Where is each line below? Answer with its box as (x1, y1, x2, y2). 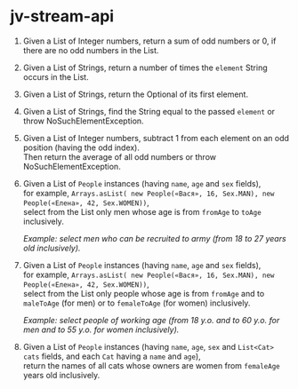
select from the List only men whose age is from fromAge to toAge (22, 206, 262, 217)
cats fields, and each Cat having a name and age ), (22, 351, 201, 361)
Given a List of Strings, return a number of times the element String (22, 62, 268, 73)
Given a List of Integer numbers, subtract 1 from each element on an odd (22, 132, 290, 143)
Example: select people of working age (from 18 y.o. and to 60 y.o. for (22, 314, 280, 325)
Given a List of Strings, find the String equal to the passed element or (22, 106, 275, 116)
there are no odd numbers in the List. (22, 44, 159, 55)
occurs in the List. (22, 71, 89, 82)
